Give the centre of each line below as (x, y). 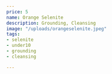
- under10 (19, 46)
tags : (13, 34)
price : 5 (17, 12)
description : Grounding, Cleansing (51, 23)
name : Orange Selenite (35, 17)
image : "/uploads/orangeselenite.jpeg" (57, 29)
